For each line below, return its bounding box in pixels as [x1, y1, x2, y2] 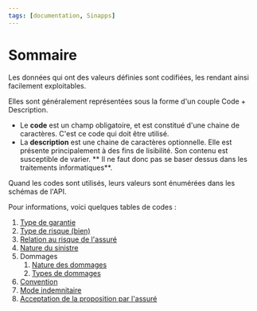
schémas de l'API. [8, 187, 67, 196]
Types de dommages [31, 268, 101, 278]
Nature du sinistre [19, 242, 79, 252]
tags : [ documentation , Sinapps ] [8, 11, 115, 20]
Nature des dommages [31, 260, 107, 270]
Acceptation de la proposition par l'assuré [19, 293, 158, 303]
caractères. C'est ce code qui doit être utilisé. [19, 128, 169, 138]
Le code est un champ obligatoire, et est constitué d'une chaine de [19, 120, 240, 130]
